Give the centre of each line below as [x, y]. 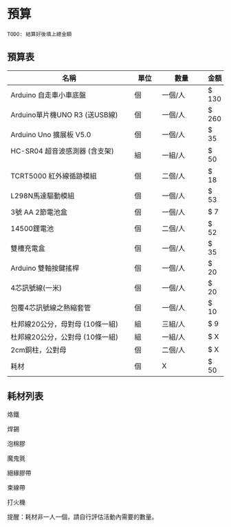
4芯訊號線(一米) [36, 288]
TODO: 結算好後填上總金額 [40, 34]
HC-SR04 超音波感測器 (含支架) [63, 151]
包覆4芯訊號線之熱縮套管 [51, 307]
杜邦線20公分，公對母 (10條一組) [65, 337]
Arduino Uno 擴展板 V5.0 [51, 134]
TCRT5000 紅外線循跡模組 [54, 176]
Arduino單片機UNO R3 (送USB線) [64, 114]
